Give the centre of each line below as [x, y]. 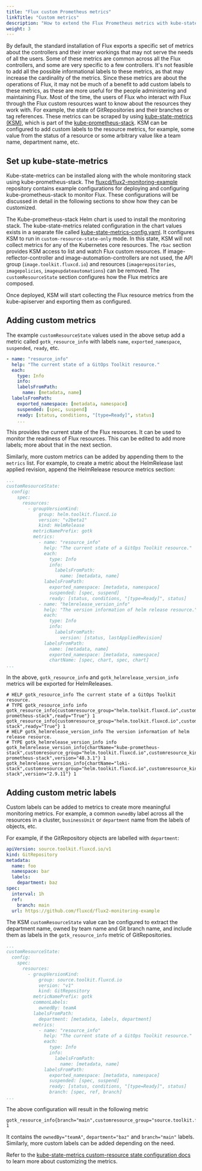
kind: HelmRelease [61, 526]
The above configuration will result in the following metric [78, 1109]
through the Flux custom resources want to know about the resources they [99, 104]
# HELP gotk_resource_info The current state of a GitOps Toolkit [91, 695]
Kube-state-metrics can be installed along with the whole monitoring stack [99, 176]
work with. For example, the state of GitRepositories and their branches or [98, 110]
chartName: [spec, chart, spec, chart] [99, 660]
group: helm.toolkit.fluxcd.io [78, 514]
